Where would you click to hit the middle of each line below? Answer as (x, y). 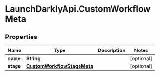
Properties (21, 37)
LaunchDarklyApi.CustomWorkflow (78, 9)
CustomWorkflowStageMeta (60, 66)
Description (112, 50)
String (33, 58)
